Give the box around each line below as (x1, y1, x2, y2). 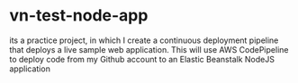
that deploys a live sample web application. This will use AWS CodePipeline (9, 44, 289, 54)
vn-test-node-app (9, 5, 149, 26)
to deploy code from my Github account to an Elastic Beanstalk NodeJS (9, 54, 275, 64)
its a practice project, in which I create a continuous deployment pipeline (9, 35, 279, 46)
